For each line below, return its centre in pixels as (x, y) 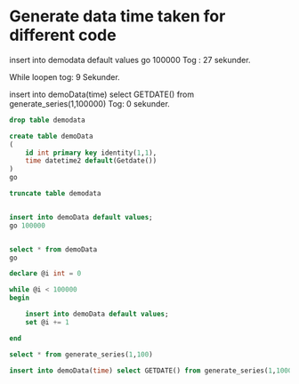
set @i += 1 (47, 322)
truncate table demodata (55, 194)
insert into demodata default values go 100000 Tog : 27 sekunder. (130, 60)
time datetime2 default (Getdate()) (91, 161)
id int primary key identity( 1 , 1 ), (91, 153)
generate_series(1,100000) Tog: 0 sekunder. (90, 103)
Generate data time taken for (117, 16)
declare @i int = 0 (45, 274)
